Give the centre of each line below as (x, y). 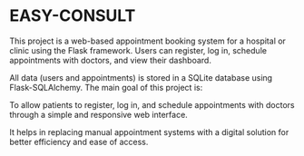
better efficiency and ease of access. (79, 141)
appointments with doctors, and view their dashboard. (110, 60)
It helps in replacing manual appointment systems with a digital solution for (149, 132)
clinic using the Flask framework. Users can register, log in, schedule (138, 50)
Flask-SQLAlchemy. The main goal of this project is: (106, 87)
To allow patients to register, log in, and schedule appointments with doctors (152, 104)
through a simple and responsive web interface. (98, 114)
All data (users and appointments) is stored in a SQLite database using (141, 77)
